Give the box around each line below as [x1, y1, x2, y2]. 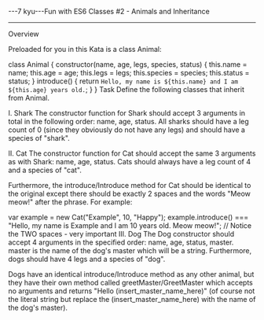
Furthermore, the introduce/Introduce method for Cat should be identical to [8, 181, 251, 189]
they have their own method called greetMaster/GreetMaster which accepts [8, 278, 253, 287]
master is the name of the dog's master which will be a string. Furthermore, [8, 246, 252, 255]
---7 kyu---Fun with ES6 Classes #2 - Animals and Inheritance [8, 7, 210, 16]
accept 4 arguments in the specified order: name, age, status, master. [8, 237, 234, 247]
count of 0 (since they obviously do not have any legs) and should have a [8, 125, 246, 134]
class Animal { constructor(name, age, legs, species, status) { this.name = [8, 60, 247, 69]
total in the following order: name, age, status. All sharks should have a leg [8, 117, 249, 126]
